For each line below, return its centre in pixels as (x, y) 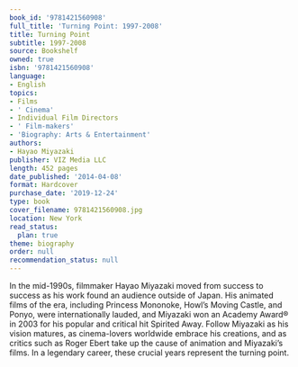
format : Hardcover (44, 185)
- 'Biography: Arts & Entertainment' (80, 135)
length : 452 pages (44, 168)
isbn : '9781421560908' (52, 68)
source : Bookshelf (44, 51)
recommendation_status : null (64, 260)
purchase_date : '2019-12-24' (64, 193)
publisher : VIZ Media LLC (58, 160)
